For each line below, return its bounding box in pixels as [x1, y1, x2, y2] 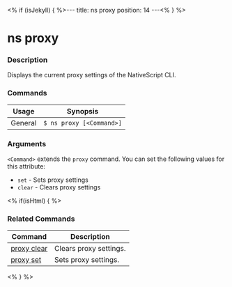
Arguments [7, 139, 47, 148]
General [10, 118, 37, 127]
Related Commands [7, 214, 75, 224]
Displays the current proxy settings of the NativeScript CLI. [7, 71, 176, 79]
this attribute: [7, 162, 45, 171]
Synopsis [66, 106, 99, 116]
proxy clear [10, 244, 48, 254]
